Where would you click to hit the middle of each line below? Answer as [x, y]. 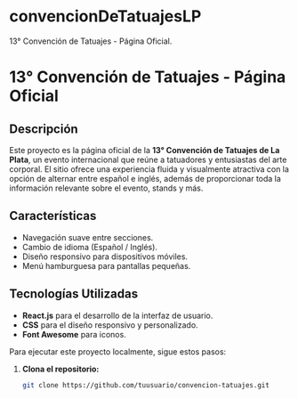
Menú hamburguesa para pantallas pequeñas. [106, 265]
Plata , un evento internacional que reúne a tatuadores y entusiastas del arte [148, 159]
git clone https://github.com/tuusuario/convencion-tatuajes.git [145, 385]
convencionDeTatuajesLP [105, 16]
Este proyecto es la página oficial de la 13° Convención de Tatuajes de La [145, 150]
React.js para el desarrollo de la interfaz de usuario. [117, 315]
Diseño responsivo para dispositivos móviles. [105, 256]
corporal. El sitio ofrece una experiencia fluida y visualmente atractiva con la [149, 169]
